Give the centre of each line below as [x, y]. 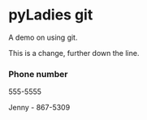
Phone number [38, 74]
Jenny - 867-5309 [39, 108]
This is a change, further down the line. [74, 53]
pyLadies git [51, 15]
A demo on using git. [43, 37]
